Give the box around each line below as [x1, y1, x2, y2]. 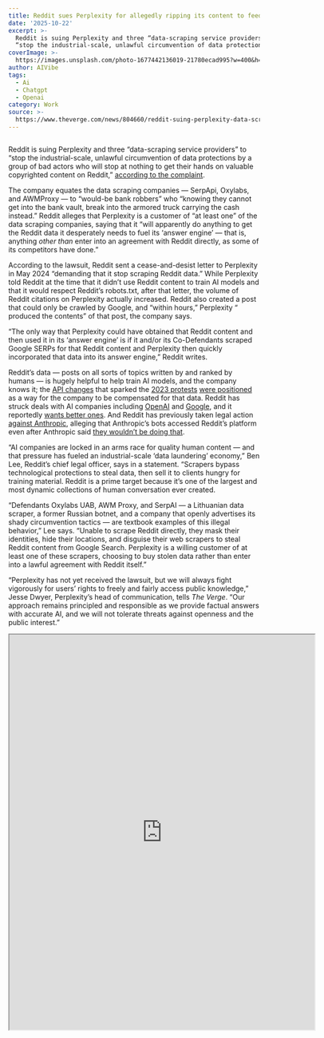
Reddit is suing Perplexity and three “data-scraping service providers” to [8, 145, 247, 154]
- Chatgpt [15, 85, 48, 94]
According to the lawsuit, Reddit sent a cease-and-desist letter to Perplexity [8, 260, 258, 270]
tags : [8, 71, 26, 79]
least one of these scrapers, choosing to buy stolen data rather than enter [8, 551, 251, 561]
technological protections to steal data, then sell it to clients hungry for [8, 468, 241, 477]
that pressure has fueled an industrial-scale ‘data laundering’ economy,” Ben [8, 450, 260, 460]
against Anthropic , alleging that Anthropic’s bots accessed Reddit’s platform [8, 418, 257, 428]
